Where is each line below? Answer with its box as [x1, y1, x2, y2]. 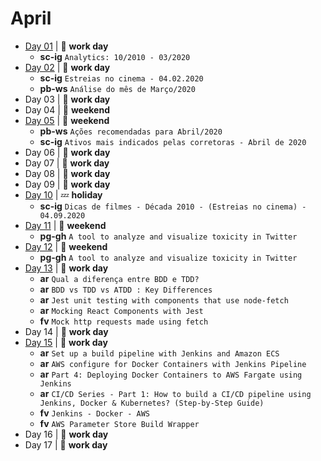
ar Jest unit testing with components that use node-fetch [39, 293, 289, 306]
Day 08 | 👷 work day [24, 167, 111, 179]
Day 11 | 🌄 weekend [24, 219, 107, 231]
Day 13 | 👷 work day [24, 262, 109, 274]
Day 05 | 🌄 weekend [24, 114, 110, 126]
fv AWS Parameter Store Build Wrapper [39, 417, 200, 429]
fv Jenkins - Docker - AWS [39, 407, 150, 419]
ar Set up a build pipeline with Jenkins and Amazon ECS [39, 347, 280, 359]
